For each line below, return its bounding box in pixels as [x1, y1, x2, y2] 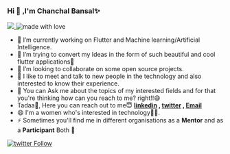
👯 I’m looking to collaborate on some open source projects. [16, 65, 184, 73]
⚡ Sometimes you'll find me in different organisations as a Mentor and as [16, 116, 224, 125]
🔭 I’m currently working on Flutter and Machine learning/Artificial [16, 36, 200, 44]
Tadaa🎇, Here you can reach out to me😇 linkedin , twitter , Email [16, 101, 203, 110]
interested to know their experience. [16, 79, 120, 88]
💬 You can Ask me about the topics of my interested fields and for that [16, 87, 216, 95]
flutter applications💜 [16, 57, 75, 66]
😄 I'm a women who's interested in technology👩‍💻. [16, 109, 160, 117]
